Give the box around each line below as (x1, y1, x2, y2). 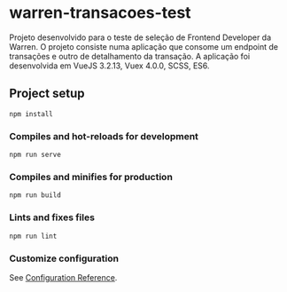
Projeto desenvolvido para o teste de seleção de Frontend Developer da (9, 32, 272, 43)
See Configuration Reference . (9, 272, 118, 282)
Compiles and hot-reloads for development (9, 130, 199, 142)
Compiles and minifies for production (9, 170, 173, 183)
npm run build (9, 191, 62, 200)
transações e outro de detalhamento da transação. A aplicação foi (9, 51, 251, 61)
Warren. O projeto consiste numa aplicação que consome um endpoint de (9, 41, 279, 51)
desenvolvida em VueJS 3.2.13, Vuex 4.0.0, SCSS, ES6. (9, 60, 210, 71)
